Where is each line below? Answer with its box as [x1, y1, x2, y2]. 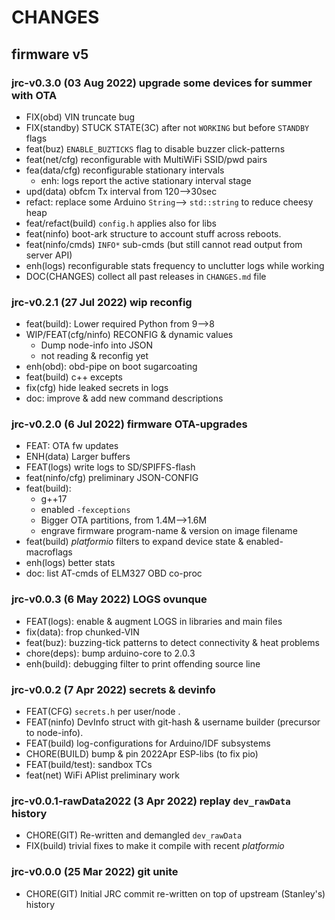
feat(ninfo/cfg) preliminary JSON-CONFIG [25, 472, 199, 484]
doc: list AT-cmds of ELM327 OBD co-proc [25, 567, 203, 580]
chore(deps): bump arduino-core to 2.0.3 [25, 647, 196, 659]
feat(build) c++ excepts [25, 371, 123, 383]
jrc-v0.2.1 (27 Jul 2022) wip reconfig [11, 295, 193, 309]
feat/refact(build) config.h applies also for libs [25, 217, 217, 229]
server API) [25, 249, 73, 261]
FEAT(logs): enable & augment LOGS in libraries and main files [25, 615, 283, 627]
